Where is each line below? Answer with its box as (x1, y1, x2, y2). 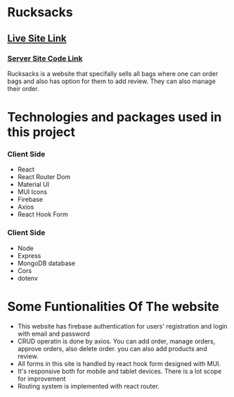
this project (7, 124, 76, 140)
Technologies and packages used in (7, 109, 222, 126)
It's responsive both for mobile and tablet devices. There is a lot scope (17, 367, 222, 375)
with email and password (17, 329, 90, 338)
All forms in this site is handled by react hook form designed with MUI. (17, 359, 221, 367)
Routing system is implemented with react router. (17, 381, 160, 390)
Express (17, 251, 41, 259)
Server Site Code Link (7, 54, 83, 63)
